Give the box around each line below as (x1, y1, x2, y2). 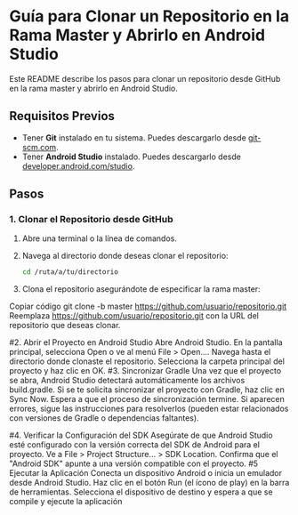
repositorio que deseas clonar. (9, 320, 121, 331)
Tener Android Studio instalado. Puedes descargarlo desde (21, 151, 242, 162)
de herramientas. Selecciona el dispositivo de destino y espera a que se (9, 487, 273, 497)
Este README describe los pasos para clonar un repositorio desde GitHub (9, 73, 281, 84)
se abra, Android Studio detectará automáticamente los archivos (9, 375, 246, 386)
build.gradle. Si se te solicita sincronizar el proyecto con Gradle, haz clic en (9, 384, 285, 395)
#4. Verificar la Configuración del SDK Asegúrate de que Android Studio (9, 430, 273, 441)
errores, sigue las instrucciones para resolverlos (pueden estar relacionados (9, 403, 289, 414)
